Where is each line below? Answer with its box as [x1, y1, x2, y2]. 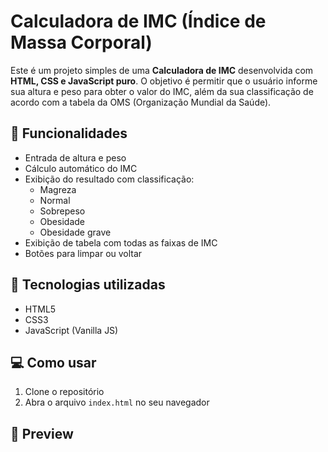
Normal [39, 194, 71, 206]
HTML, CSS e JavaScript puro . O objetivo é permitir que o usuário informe [10, 75, 318, 87]
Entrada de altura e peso [24, 151, 127, 164]
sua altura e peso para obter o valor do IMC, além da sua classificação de [10, 85, 314, 97]
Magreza [39, 183, 77, 195]
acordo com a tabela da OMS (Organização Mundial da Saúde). [10, 96, 272, 108]
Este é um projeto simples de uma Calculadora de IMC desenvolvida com [10, 64, 314, 76]
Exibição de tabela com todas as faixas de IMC [24, 236, 218, 249]
